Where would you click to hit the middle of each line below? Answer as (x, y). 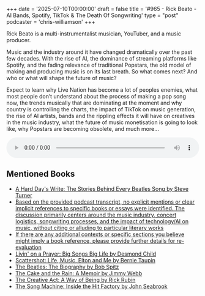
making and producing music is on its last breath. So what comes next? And (102, 72)
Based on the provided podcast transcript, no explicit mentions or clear (105, 202)
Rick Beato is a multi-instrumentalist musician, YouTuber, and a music (94, 34)
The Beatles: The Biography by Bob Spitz (67, 267)
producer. (19, 40)
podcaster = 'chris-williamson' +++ (51, 22)
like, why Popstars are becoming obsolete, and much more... (83, 129)
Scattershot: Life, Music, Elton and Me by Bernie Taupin (85, 260)
